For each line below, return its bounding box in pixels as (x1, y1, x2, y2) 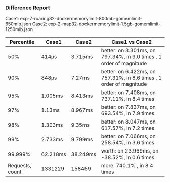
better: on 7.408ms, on (101, 89, 156, 96)
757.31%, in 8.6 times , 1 (101, 74, 162, 81)
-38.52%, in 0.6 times (101, 154, 155, 161)
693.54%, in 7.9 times (101, 110, 155, 117)
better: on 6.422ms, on (101, 68, 156, 75)
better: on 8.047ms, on (101, 118, 156, 126)
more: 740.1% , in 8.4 (101, 162, 153, 169)
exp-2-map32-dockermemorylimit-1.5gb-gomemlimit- (48, 21, 161, 27)
